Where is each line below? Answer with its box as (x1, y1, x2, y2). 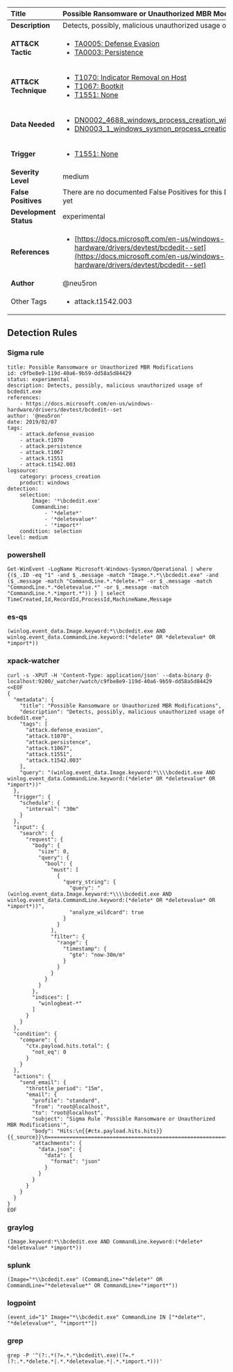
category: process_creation (19, 473, 101, 480)
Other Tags (10, 296, 47, 306)
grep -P (7, 1352, 30, 1359)
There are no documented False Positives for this (62, 187, 223, 196)
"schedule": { (19, 799, 60, 806)
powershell (7, 550, 46, 560)
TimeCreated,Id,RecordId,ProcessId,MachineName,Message (7, 596, 172, 603)
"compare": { (19, 1036, 58, 1044)
